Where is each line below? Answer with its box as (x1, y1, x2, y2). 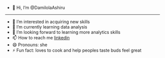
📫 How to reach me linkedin (12, 35, 70, 40)
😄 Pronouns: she (12, 42, 48, 48)
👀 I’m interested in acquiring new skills (12, 19, 90, 25)
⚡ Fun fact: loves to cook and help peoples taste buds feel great (12, 47, 141, 53)
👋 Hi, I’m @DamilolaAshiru (12, 5, 65, 10)
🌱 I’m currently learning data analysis (12, 24, 87, 29)
